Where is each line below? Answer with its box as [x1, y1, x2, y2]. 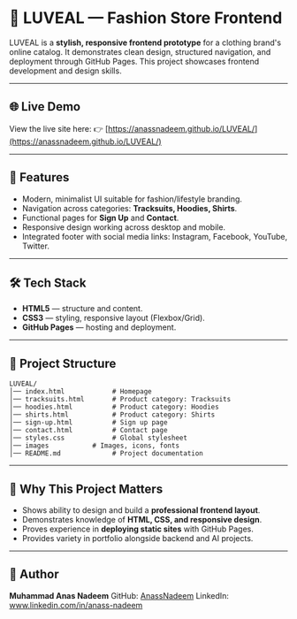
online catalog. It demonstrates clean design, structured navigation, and [9, 46, 271, 57]
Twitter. [21, 241, 50, 251]
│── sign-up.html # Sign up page [9, 418, 168, 427]
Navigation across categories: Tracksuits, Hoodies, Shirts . [21, 203, 238, 213]
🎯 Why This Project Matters [9, 481, 164, 496]
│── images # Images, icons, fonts [9, 441, 179, 450]
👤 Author [9, 567, 59, 582]
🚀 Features [9, 170, 70, 185]
